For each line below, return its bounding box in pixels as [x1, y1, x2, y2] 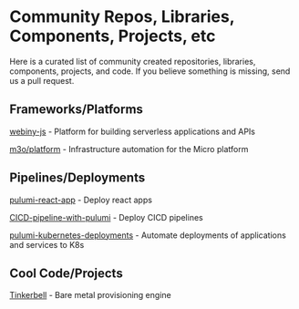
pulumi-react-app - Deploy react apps [9, 194, 153, 205]
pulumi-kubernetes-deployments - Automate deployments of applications [9, 230, 287, 241]
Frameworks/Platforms [9, 102, 144, 118]
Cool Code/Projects [9, 265, 123, 281]
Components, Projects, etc [9, 26, 216, 46]
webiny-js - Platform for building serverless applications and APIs [9, 126, 255, 137]
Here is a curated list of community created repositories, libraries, [9, 56, 256, 67]
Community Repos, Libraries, [9, 6, 235, 27]
